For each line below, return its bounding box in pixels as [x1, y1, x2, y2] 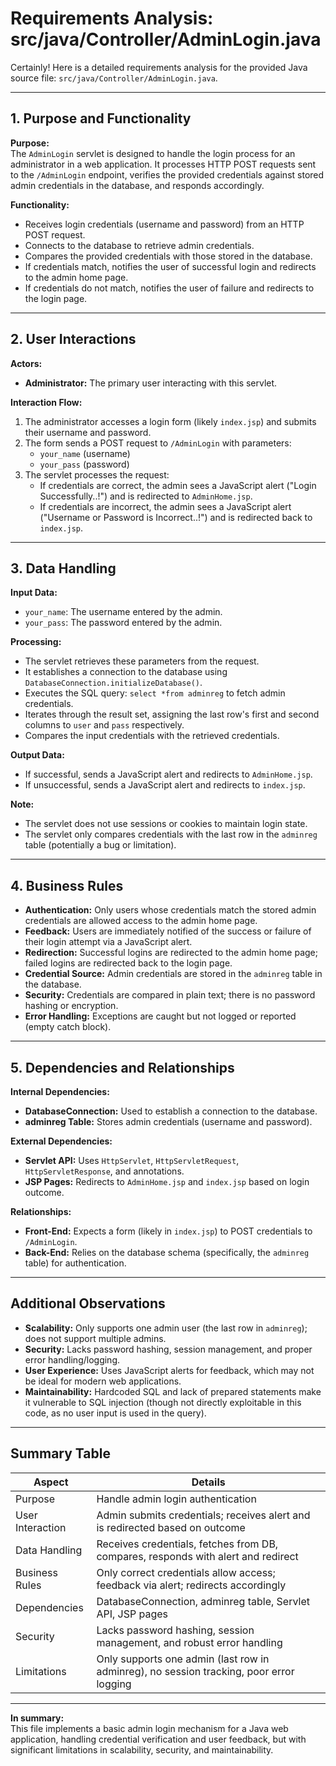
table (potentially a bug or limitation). [24, 839, 177, 851]
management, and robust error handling [96, 1635, 283, 1649]
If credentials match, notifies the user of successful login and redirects [24, 260, 317, 272]
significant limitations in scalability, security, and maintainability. [10, 1743, 274, 1756]
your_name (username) [39, 447, 131, 459]
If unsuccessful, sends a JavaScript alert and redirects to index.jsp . [24, 779, 306, 791]
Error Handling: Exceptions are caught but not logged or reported [24, 1010, 297, 1022]
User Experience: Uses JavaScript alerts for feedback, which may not [24, 1364, 315, 1376]
